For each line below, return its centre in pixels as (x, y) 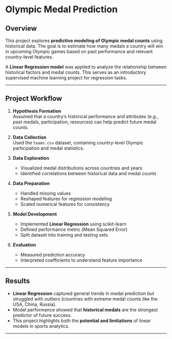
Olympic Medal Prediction (61, 9)
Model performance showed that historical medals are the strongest (85, 310)
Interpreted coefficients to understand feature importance (81, 260)
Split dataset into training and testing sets (64, 235)
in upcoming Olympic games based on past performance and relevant (79, 51)
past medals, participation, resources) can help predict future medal (84, 122)
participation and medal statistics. (48, 148)
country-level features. (29, 57)
